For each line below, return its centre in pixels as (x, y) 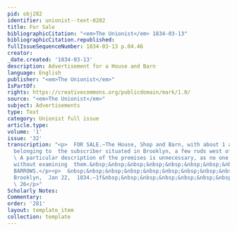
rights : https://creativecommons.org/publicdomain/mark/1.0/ (99, 92)
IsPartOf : (22, 86)
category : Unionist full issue (53, 118)
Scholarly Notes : (33, 191)
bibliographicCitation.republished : (61, 40)
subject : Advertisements (44, 106)
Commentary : (25, 197)
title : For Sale (31, 27)
